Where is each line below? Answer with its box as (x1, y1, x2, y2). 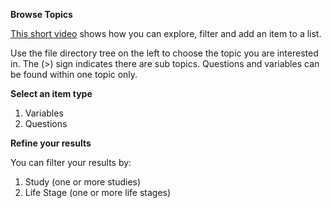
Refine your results (10, 137, 92, 149)
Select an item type (10, 88, 93, 99)
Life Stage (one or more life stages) (24, 187, 172, 198)
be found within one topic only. (10, 69, 138, 80)
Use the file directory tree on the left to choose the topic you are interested (10, 47, 319, 59)
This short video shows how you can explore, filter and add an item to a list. (10, 28, 322, 39)
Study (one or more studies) (24, 176, 142, 188)
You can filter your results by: (10, 157, 132, 168)
